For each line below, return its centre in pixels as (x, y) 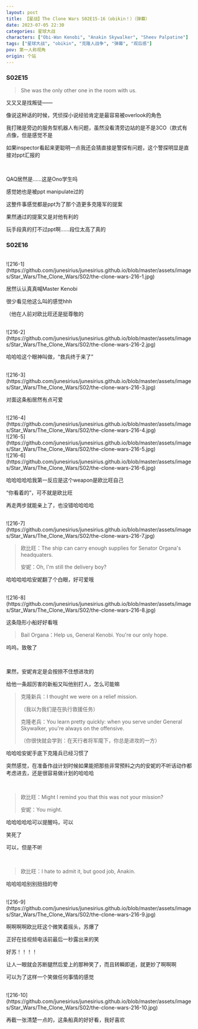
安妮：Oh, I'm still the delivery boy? (64, 567)
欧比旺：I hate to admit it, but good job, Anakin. (78, 871)
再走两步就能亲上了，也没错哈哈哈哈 (50, 505)
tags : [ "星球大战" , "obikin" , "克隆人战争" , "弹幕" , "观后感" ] (79, 44)
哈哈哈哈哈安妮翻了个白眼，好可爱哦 (50, 580)
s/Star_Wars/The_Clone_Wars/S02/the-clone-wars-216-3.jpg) (81, 388)
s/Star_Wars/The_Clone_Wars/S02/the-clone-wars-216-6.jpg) (81, 468)
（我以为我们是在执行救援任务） (59, 709)
